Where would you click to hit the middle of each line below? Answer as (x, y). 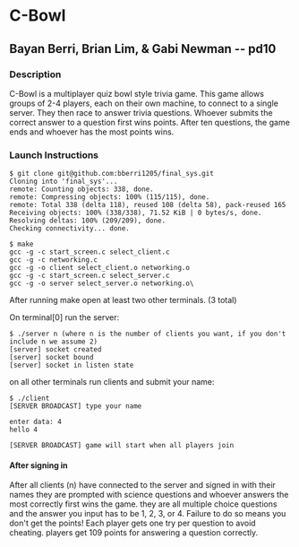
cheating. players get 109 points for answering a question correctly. (134, 533)
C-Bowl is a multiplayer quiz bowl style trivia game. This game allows (137, 93)
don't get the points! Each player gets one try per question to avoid (133, 523)
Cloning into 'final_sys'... (64, 182)
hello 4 (24, 430)
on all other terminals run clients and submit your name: (112, 382)
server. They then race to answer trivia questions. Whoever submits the (141, 112)
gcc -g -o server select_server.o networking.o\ (102, 283)
